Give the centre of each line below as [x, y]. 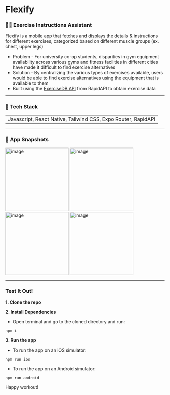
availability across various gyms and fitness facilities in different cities [85, 62]
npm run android [22, 378]
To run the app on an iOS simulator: [50, 350]
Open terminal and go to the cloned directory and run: [69, 322]
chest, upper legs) [24, 47]
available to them [30, 83]
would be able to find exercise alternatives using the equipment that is [86, 78]
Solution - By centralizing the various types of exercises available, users [88, 73]
